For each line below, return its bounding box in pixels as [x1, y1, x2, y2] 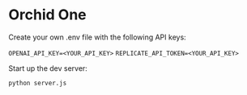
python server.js [8, 79, 67, 87]
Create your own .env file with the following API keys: [8, 32, 186, 42]
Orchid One [8, 6, 87, 24]
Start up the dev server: [8, 63, 87, 73]
